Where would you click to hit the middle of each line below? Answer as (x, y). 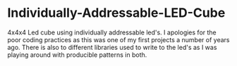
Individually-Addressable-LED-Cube (116, 13)
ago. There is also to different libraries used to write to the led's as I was (112, 47)
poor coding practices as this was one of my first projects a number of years (119, 39)
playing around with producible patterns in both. (77, 55)
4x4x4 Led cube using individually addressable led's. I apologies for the (112, 32)
